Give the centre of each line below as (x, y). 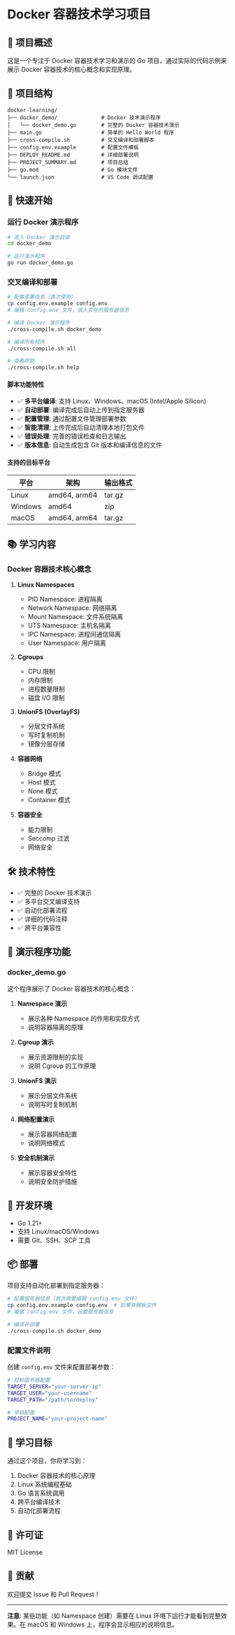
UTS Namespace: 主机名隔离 (69, 625)
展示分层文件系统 (52, 1095)
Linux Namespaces (46, 585)
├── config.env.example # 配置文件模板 (73, 147)
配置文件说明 (29, 1350)
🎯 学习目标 (30, 1443)
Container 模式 (49, 800)
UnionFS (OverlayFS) (49, 712)
